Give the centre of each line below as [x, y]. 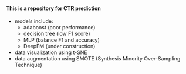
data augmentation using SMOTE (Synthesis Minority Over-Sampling [97, 59]
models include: [34, 21]
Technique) [28, 65]
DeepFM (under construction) [59, 46]
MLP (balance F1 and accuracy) [61, 40]
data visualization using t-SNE [51, 52]
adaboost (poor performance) [59, 28]
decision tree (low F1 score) [57, 34]
